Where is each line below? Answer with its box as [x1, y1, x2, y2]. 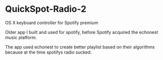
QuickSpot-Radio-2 [5, 3, 86, 15]
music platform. [5, 34, 37, 40]
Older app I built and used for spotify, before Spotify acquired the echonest [5, 29, 159, 35]
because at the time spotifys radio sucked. [5, 49, 92, 55]
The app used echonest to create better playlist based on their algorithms [5, 44, 155, 50]
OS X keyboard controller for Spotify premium [5, 20, 98, 26]
